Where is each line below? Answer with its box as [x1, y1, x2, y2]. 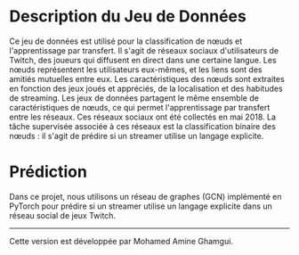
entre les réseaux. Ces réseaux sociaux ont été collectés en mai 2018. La [9, 111, 277, 122]
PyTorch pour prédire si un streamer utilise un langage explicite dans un [9, 201, 273, 211]
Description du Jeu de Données [9, 6, 246, 27]
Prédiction [9, 162, 87, 182]
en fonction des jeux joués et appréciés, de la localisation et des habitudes [9, 83, 283, 94]
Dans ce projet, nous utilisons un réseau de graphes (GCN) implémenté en [9, 191, 282, 202]
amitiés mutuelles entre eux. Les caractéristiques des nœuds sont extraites [9, 73, 285, 84]
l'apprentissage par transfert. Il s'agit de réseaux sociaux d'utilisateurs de [9, 45, 279, 55]
